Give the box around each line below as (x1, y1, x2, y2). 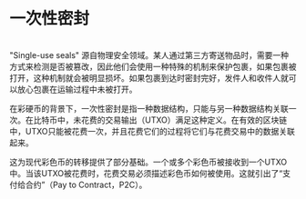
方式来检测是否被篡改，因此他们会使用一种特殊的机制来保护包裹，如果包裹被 (9, 61, 297, 72)
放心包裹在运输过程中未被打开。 (16, 84, 138, 95)
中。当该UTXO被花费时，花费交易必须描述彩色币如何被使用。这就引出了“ (9, 167, 283, 178)
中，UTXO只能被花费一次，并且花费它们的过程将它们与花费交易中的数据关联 (9, 125, 296, 136)
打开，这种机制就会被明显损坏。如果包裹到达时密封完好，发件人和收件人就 (9, 72, 289, 83)
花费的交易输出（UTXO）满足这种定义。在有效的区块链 (80, 114, 288, 125)
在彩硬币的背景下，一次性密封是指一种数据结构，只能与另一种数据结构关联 (9, 103, 289, 114)
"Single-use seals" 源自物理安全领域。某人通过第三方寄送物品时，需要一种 (9, 49, 290, 60)
